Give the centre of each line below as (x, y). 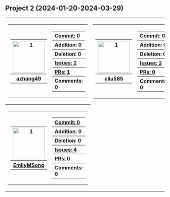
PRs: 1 (62, 72)
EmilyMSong (29, 165)
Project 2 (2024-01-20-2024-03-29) (65, 8)
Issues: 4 (66, 150)
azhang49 (29, 79)
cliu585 (114, 79)
